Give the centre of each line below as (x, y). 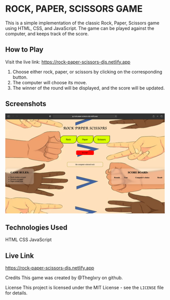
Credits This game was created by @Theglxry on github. (64, 278)
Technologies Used (36, 227)
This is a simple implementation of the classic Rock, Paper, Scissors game (82, 23)
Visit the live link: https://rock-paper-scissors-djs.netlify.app (68, 62)
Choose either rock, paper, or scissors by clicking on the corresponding (88, 72)
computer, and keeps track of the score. (47, 34)
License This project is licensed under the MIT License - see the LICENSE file (84, 288)
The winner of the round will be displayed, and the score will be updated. (89, 88)
